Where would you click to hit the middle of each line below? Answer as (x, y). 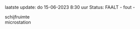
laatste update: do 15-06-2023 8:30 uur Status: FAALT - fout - (70, 7)
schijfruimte (17, 17)
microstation (18, 22)
